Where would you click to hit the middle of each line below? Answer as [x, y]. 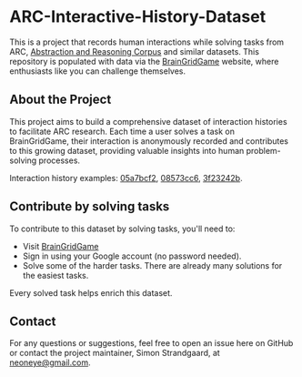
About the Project [60, 100]
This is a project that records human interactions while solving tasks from [147, 42]
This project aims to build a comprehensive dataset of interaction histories [149, 121]
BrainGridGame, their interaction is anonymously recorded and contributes [149, 141]
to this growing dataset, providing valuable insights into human [127, 150]
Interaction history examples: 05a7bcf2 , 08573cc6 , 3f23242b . [126, 178]
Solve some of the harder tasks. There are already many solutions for [152, 265]
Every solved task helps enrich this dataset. [91, 292]
